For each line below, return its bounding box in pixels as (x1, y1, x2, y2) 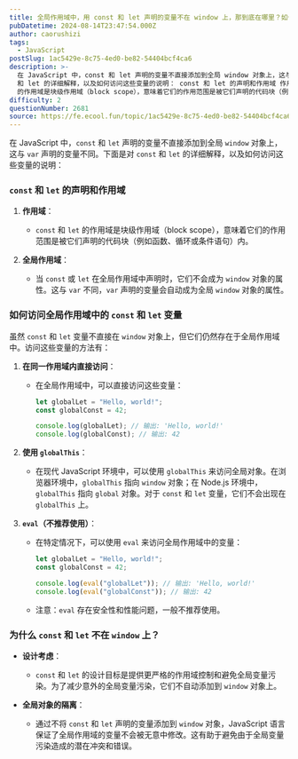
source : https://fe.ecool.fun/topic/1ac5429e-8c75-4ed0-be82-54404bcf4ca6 (9, 112, 292, 121)
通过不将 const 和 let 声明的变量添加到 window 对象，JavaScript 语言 (35, 718, 286, 729)
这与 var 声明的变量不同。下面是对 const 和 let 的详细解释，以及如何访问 (9, 148, 277, 160)
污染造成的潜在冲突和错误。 (35, 740, 137, 751)
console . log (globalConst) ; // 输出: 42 (35, 430, 180, 439)
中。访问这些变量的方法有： (9, 342, 111, 352)
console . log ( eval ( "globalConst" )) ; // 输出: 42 (35, 587, 213, 596)
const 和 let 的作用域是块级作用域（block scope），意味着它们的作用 (35, 225, 286, 235)
